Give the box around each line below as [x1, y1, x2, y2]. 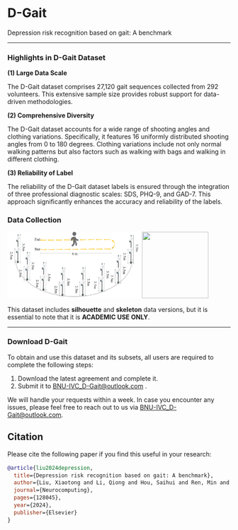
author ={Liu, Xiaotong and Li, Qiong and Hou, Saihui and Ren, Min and [13, 479, 230, 486]
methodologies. [27, 98, 73, 106]
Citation [7, 431, 44, 443]
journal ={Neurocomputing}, [13, 487, 93, 494]
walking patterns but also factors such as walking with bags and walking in [7, 147, 226, 156]
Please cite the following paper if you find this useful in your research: [7, 449, 212, 458]
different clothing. [7, 155, 59, 163]
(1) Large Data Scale [7, 69, 67, 77]
